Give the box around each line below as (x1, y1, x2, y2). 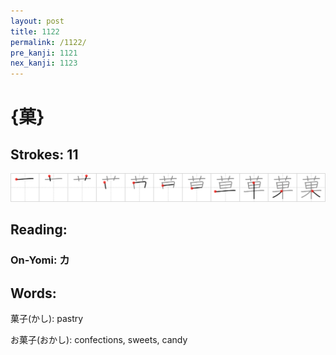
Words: (10, 285, 57, 302)
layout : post (10, 16, 65, 26)
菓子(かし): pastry (10, 313, 84, 325)
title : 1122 (10, 26, 60, 37)
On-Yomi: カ (10, 253, 70, 267)
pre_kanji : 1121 (10, 48, 78, 58)
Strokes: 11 (10, 146, 79, 163)
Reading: (10, 221, 68, 239)
